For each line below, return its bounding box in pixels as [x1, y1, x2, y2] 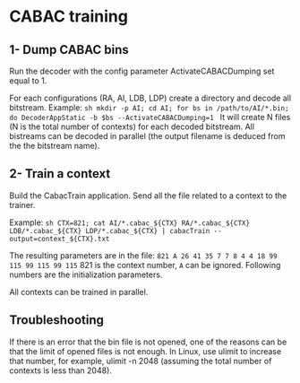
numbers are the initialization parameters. [9, 269, 163, 280]
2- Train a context [9, 166, 111, 181]
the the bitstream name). [9, 141, 100, 151]
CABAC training [9, 6, 128, 27]
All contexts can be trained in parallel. [9, 286, 149, 297]
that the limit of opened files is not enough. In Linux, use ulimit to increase [9, 345, 282, 356]
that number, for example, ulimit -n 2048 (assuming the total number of [9, 355, 272, 366]
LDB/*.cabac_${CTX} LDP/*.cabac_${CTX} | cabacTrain [9, 226, 210, 235]
